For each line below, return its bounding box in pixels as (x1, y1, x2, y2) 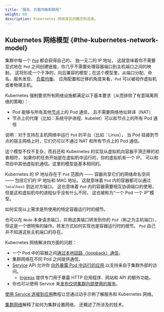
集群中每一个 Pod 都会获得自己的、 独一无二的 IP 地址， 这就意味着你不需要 (5, 58, 156, 63)
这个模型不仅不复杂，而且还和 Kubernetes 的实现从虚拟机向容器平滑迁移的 (5, 149, 155, 155)
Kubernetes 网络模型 (5, 35, 70, 44)
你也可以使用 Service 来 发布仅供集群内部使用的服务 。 (12, 281, 120, 287)
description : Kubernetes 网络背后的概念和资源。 (5, 16, 98, 21)
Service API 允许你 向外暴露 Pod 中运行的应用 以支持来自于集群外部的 (12, 262, 153, 268)
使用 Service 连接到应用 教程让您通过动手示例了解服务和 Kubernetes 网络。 (5, 291, 156, 297)
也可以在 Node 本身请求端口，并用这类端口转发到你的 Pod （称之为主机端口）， (5, 217, 159, 223)
